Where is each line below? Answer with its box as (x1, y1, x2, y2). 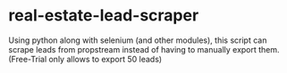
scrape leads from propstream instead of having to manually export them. (8, 44, 280, 54)
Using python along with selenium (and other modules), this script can (8, 35, 267, 45)
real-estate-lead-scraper (8, 5, 199, 26)
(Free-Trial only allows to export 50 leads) (8, 53, 163, 64)
